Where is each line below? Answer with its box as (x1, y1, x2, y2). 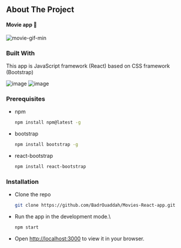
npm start (14, 224, 39, 230)
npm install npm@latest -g (14, 120, 81, 125)
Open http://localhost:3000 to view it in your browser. (14, 235, 145, 242)
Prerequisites (6, 94, 45, 102)
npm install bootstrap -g (14, 141, 78, 148)
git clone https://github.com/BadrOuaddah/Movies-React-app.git (14, 203, 176, 209)
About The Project (6, 5, 75, 15)
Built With (6, 49, 35, 57)
